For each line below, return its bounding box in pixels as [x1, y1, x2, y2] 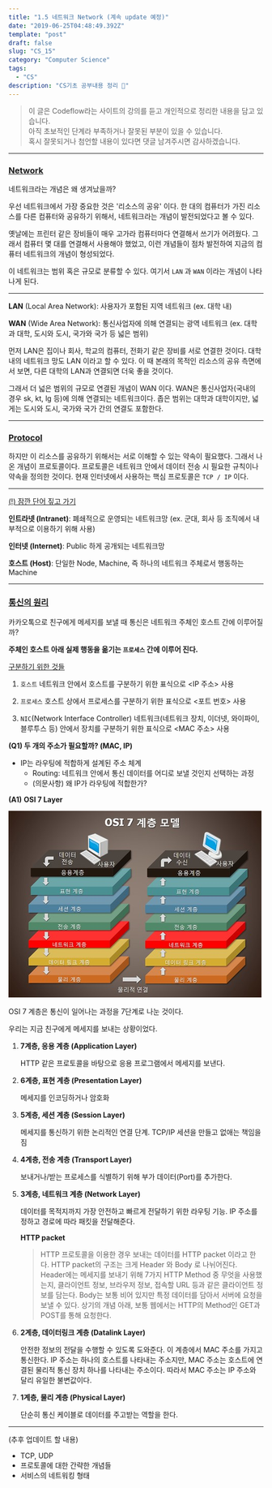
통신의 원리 [8, 597, 49, 609]
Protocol [8, 432, 43, 443]
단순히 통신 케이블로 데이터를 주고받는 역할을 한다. [19, 1409, 178, 1419]
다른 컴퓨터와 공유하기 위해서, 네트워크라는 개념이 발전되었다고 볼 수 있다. [23, 211, 255, 221]
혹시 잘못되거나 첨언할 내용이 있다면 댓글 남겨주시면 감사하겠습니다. [28, 136, 240, 146]
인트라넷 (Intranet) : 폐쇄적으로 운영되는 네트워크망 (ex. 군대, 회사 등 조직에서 [8, 514, 252, 523]
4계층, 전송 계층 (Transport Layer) [19, 1155, 132, 1164]
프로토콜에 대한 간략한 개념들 [19, 1460, 112, 1470]
